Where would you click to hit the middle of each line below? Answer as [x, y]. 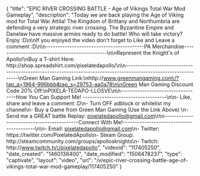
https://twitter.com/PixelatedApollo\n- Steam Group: [70, 135]
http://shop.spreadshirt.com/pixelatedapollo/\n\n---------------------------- [100, 65]
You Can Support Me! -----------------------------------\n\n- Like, [110, 97]
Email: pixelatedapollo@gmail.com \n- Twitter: [104, 128]
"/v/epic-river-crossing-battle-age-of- [141, 160]
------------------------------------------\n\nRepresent [74, 53]
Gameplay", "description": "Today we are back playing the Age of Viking [95, 15]
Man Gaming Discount [166, 84]
